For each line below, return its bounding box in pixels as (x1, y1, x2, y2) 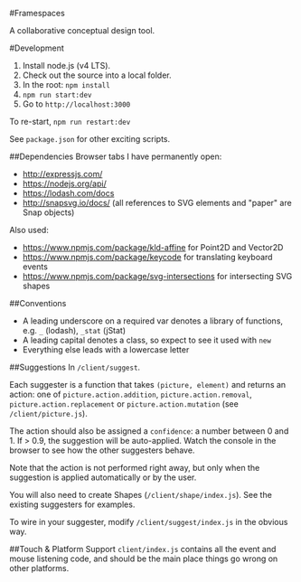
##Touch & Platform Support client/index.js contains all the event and (9, 544, 277, 554)
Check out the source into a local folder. (22, 70, 172, 80)
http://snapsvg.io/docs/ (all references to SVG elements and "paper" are (22, 198, 292, 208)
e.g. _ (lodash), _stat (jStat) (22, 325, 127, 335)
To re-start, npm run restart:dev (9, 117, 131, 127)
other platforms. (9, 563, 70, 573)
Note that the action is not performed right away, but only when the (9, 463, 260, 473)
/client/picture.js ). (9, 408, 88, 418)
